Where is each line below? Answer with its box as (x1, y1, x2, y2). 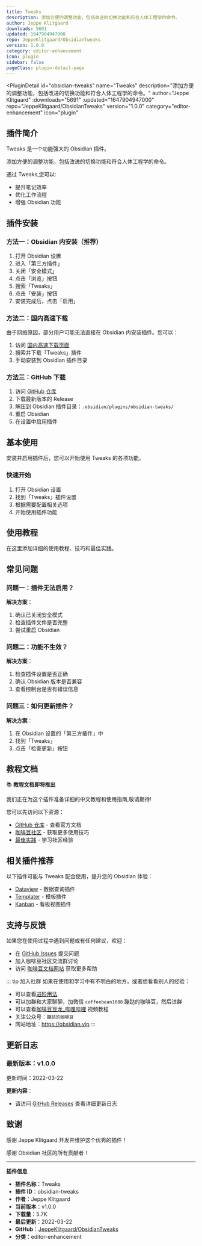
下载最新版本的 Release (14, 395, 73, 403)
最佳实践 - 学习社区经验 (14, 836, 74, 843)
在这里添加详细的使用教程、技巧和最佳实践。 (6, 545, 117, 552)
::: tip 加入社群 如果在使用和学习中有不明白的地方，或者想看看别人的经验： (6, 978, 191, 985)
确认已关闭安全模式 (14, 612, 63, 619)
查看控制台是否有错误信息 (14, 686, 79, 693)
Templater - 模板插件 (14, 893, 67, 900)
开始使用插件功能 (14, 508, 58, 515)
